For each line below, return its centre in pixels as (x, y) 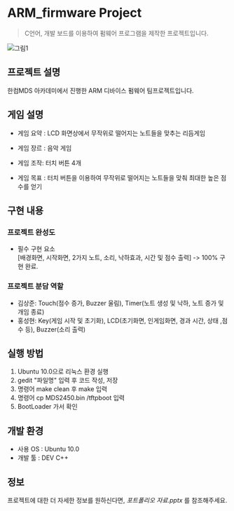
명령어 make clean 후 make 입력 (62, 389)
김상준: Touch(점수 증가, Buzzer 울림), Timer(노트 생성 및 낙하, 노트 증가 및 (121, 303)
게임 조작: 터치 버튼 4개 (49, 163)
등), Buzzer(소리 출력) (55, 329)
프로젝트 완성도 (32, 232)
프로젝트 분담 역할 (36, 287)
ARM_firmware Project (75, 13)
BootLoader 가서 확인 (48, 407)
